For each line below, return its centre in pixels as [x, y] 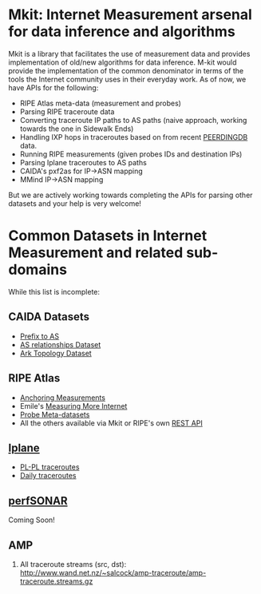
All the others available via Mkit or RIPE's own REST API [111, 423]
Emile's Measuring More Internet [73, 406]
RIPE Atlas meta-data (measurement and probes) [101, 103]
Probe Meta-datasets [55, 414]
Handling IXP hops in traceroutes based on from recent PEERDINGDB [134, 137]
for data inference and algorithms [122, 32]
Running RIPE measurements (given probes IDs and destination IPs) [131, 154]
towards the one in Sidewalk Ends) [77, 129]
